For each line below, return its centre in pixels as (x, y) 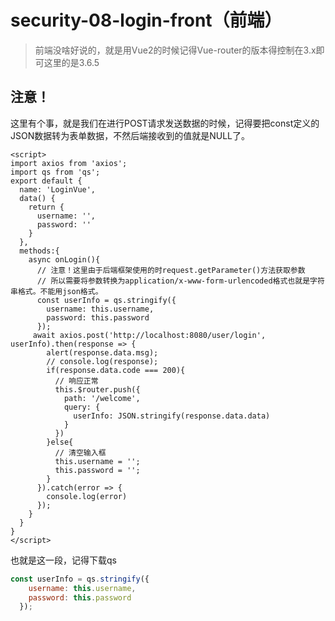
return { (46, 207)
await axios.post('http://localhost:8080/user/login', (149, 335)
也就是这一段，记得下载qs (63, 560)
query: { (82, 407)
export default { (46, 181)
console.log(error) (87, 496)
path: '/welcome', (102, 398)
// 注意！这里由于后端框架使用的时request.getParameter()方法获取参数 (171, 270)
